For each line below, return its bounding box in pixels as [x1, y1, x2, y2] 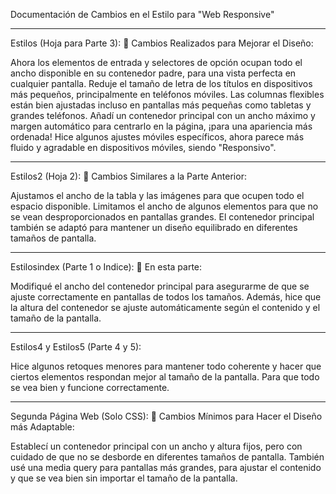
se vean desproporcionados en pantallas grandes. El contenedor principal [10, 211, 315, 223]
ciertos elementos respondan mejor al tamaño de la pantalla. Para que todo [10, 371, 320, 383]
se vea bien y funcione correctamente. [10, 382, 170, 393]
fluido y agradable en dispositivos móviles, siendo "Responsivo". [10, 142, 277, 153]
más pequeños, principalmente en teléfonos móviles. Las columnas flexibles [10, 89, 325, 100]
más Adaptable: [10, 421, 75, 433]
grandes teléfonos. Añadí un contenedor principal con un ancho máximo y [10, 110, 316, 121]
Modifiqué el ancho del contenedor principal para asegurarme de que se [10, 280, 310, 292]
